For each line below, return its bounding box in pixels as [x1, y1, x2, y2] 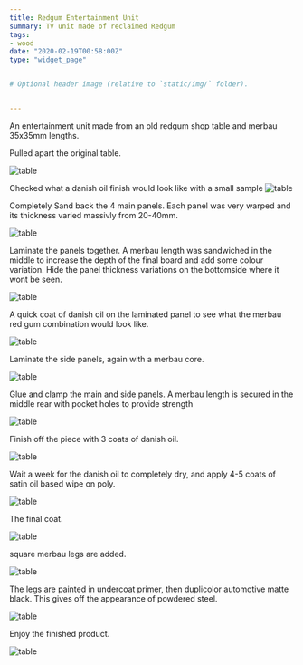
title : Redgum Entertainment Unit [9, 13, 140, 23]
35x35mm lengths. [9, 130, 80, 140]
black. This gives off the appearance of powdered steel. [9, 593, 218, 603]
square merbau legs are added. [9, 548, 127, 559]
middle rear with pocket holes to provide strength [9, 398, 194, 409]
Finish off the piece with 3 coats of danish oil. [9, 433, 179, 444]
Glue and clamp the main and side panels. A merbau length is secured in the [9, 389, 294, 400]
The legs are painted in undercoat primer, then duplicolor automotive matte [9, 583, 289, 594]
